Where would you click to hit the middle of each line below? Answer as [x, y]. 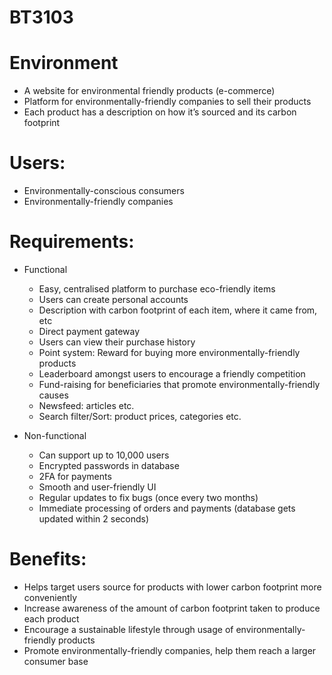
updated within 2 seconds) [94, 519]
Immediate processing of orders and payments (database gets [167, 508]
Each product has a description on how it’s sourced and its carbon [160, 112]
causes [53, 395]
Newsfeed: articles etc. [86, 405]
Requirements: [72, 242]
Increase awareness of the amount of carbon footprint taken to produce [172, 608]
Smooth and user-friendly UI [97, 487]
